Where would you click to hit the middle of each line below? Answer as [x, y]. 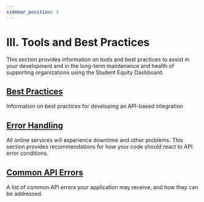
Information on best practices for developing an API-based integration [95, 106]
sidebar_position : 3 [33, 12]
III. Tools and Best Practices [78, 42]
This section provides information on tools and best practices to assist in [98, 59]
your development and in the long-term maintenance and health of [90, 65]
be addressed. [25, 194]
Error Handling [35, 125]
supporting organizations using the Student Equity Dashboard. [85, 72]
